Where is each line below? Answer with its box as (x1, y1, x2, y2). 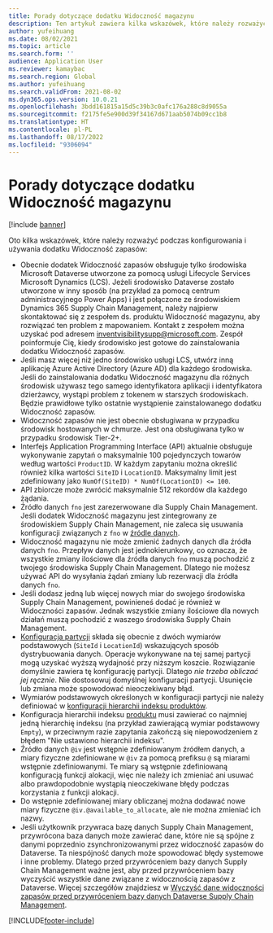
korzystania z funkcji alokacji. (19, 787, 119, 798)
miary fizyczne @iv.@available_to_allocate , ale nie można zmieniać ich (19, 805, 262, 815)
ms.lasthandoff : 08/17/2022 (8, 133, 104, 141)
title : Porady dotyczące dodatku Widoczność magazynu (8, 11, 195, 20)
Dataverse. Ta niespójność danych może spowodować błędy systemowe (19, 848, 264, 858)
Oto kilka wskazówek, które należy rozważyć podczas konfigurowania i (8, 235, 246, 245)
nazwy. (19, 813, 45, 823)
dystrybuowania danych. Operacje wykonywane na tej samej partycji (19, 649, 251, 659)
